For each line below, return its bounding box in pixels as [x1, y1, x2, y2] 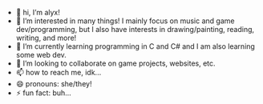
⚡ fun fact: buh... [15, 88, 72, 98]
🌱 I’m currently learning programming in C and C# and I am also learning [15, 42, 255, 51]
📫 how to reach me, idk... [15, 68, 102, 77]
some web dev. [15, 50, 67, 59]
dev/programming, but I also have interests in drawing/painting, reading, [15, 25, 255, 34]
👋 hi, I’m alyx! [15, 8, 60, 17]
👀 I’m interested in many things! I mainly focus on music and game [15, 16, 235, 26]
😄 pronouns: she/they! [15, 79, 92, 88]
